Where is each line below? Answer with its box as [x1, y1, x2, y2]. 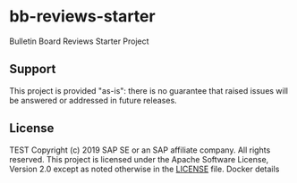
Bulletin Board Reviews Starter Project [9, 36, 149, 46]
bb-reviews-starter [9, 6, 156, 27]
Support [9, 62, 56, 77]
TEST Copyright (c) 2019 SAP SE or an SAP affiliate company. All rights [9, 145, 271, 155]
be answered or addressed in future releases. [9, 95, 177, 105]
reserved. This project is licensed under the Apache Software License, [9, 154, 269, 164]
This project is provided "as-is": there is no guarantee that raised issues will [9, 85, 289, 96]
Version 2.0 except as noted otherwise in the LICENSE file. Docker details [9, 163, 280, 174]
